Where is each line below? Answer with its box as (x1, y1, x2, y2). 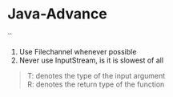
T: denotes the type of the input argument (26, 71, 166, 80)
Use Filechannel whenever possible (18, 46, 137, 56)
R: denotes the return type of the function (26, 79, 165, 89)
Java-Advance (7, 5, 107, 23)
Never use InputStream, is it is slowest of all (18, 55, 164, 65)
